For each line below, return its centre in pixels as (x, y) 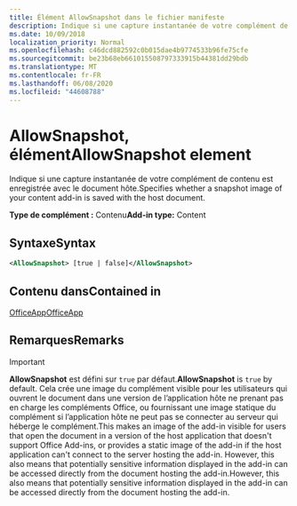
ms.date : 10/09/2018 (48, 34)
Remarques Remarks (67, 340)
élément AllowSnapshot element (130, 154)
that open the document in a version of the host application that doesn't (141, 435)
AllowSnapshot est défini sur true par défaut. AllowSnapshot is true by (141, 379)
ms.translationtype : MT (53, 67)
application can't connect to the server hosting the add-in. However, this (142, 455)
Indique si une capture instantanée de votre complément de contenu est (141, 179)
